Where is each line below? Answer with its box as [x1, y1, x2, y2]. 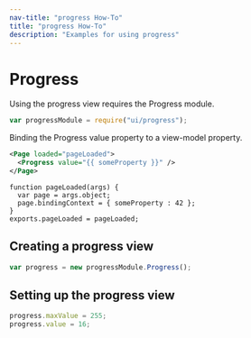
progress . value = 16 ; [9, 320, 91, 329]
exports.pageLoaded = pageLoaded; [9, 214, 140, 224]
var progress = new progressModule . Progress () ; [9, 262, 192, 271]
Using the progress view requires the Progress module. [9, 98, 215, 109]
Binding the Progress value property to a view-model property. [9, 132, 243, 143]
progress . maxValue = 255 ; [9, 312, 107, 321]
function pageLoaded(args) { [9, 182, 119, 192]
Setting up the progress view [9, 288, 175, 303]
